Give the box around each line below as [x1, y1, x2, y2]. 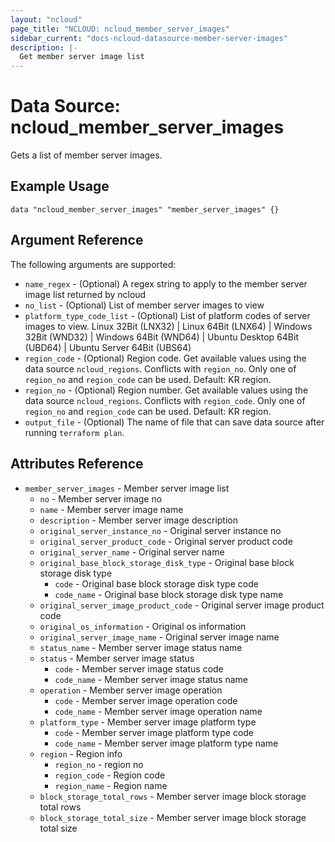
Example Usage [10, 178, 110, 195]
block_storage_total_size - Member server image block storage [39, 811, 307, 823]
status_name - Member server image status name [39, 641, 243, 653]
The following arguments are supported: [10, 258, 177, 270]
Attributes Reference [10, 456, 144, 473]
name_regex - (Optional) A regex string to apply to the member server [24, 277, 308, 290]
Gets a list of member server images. [10, 149, 163, 161]
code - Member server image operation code [54, 694, 238, 706]
